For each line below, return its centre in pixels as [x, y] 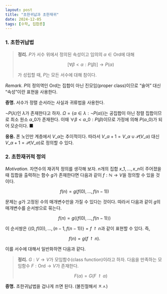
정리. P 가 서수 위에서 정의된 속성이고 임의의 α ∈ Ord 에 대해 [76, 54]
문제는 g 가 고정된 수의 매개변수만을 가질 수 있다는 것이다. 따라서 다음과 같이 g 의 [83, 202]
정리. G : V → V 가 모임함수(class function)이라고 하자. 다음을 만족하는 [87, 259]
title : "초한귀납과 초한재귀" [32, 15]
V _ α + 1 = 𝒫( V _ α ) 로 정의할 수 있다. [39, 142]
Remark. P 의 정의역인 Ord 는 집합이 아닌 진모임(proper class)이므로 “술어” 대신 [83, 85]
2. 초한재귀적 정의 [26, 157]
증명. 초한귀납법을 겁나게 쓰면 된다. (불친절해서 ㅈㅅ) [57, 286]
